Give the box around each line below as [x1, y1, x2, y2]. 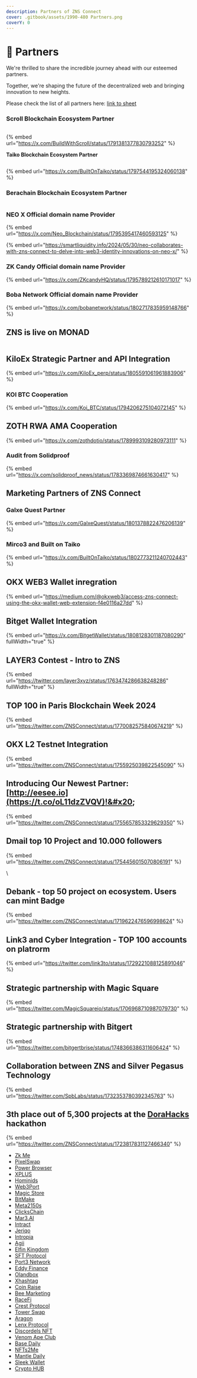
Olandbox [14, 1271, 38, 1278]
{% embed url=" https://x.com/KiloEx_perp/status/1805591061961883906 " [6, 369, 186, 377]
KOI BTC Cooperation [6, 391, 68, 399]
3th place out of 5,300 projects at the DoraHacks [6, 1109, 189, 1119]
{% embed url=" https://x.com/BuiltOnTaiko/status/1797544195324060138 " [6, 168, 188, 175]
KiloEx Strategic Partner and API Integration [6, 354, 170, 364]
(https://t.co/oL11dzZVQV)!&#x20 [6, 797, 133, 807]
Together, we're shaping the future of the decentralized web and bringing [6, 82, 185, 89]
